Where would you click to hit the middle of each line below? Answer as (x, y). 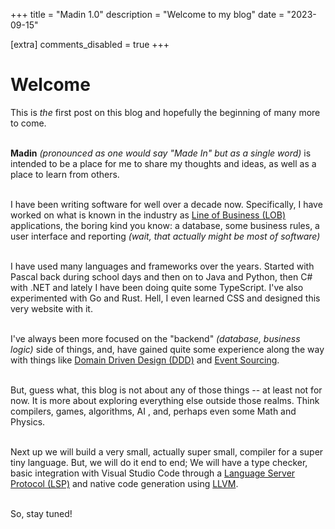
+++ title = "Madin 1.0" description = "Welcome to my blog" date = (147, 14)
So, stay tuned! (41, 513)
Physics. (28, 421)
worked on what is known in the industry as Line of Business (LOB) (148, 215)
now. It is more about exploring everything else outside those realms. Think (165, 400)
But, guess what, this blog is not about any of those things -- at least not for (166, 390)
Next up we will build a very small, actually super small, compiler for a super (167, 451)
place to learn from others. (65, 174)
